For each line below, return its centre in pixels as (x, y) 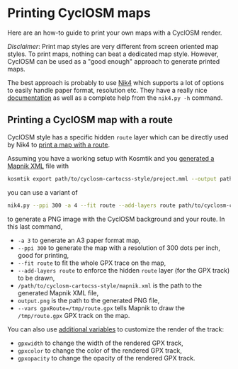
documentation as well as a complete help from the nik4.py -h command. (115, 98)
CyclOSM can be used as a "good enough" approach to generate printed (114, 61)
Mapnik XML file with (38, 166)
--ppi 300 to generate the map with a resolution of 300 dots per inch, (119, 248)
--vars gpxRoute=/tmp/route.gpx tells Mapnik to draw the (101, 308)
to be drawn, (36, 278)
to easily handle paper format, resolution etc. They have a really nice (107, 90)
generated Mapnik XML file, (58, 293)
